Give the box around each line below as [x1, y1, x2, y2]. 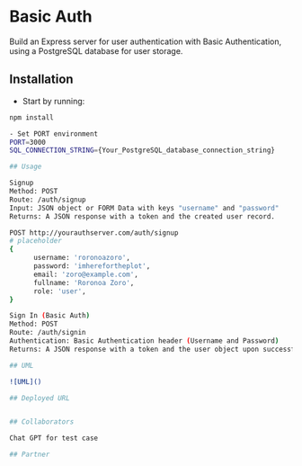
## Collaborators [9, 417, 75, 426]
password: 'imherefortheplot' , [32, 262, 151, 271]
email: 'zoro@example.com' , [32, 270, 139, 279]
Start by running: [22, 95, 85, 106]
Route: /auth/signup [9, 195, 87, 204]
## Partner [9, 450, 50, 460]
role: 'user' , [32, 286, 87, 296]
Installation [9, 72, 74, 87]
